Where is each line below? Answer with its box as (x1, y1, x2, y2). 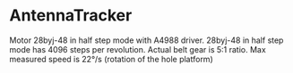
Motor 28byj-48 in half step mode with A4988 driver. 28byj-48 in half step (9, 35, 284, 45)
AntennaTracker (9, 5, 133, 26)
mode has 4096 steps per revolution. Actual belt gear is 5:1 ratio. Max (9, 44, 266, 54)
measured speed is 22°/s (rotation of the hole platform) (9, 53, 213, 64)
